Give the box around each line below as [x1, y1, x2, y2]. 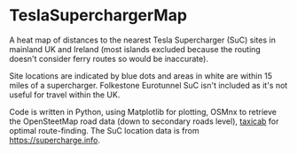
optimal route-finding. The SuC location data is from [9, 125, 199, 135]
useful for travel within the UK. [9, 89, 121, 100]
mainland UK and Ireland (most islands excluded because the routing [9, 43, 262, 54]
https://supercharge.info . [9, 135, 100, 145]
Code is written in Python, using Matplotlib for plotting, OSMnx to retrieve [9, 106, 277, 117]
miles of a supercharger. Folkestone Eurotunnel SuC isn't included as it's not [9, 80, 288, 90]
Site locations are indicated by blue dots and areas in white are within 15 [9, 70, 273, 81]
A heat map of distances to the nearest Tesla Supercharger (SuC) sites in [9, 35, 277, 45]
